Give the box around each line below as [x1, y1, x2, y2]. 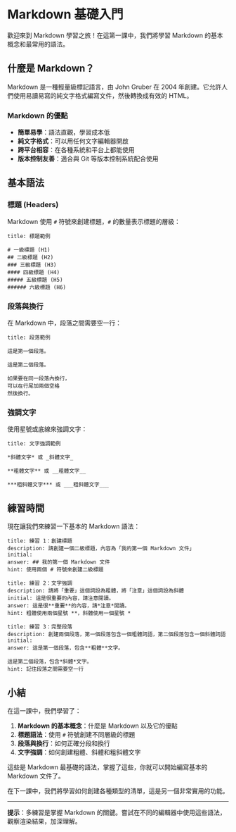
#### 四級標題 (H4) [7, 268, 60, 275]
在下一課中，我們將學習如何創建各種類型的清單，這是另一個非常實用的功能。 [7, 786, 229, 795]
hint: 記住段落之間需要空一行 [7, 666, 84, 673]
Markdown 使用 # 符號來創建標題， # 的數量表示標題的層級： [7, 217, 181, 225]
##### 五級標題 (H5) [7, 276, 63, 283]
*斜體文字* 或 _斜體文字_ [7, 454, 74, 461]
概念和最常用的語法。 [7, 39, 69, 48]
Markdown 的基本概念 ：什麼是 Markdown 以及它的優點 [17, 721, 178, 730]
